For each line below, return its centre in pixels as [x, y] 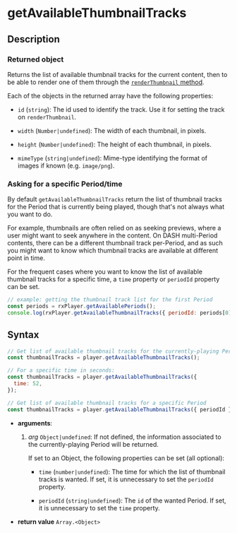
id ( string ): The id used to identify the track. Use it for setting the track [121, 109]
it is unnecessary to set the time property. [99, 508]
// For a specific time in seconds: [61, 370]
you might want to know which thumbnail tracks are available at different [113, 251]
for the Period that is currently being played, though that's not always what [116, 207]
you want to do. [30, 214]
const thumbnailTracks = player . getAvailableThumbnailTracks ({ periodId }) [121, 409]
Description [34, 39]
